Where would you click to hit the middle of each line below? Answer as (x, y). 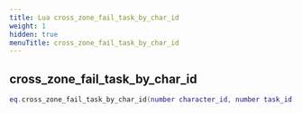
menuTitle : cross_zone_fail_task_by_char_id (94, 43)
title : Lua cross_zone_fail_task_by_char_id (94, 17)
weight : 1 (28, 26)
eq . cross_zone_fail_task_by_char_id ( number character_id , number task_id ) (153, 100)
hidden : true (34, 34)
